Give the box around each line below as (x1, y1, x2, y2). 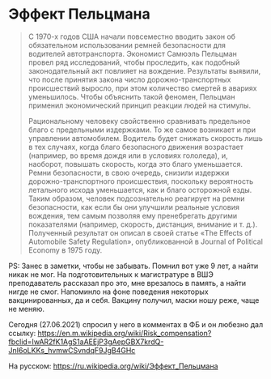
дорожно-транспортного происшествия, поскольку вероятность (28, 176, 254, 186)
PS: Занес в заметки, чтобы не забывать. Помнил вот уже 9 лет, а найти (8, 261, 259, 270)
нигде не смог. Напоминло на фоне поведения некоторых (8, 287, 209, 296)
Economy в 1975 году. (28, 245, 103, 255)
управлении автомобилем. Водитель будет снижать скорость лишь (28, 133, 263, 143)
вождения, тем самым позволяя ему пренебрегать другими (28, 211, 238, 220)
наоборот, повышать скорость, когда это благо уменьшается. (28, 159, 243, 168)
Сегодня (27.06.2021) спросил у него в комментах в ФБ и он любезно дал (8, 319, 264, 329)
